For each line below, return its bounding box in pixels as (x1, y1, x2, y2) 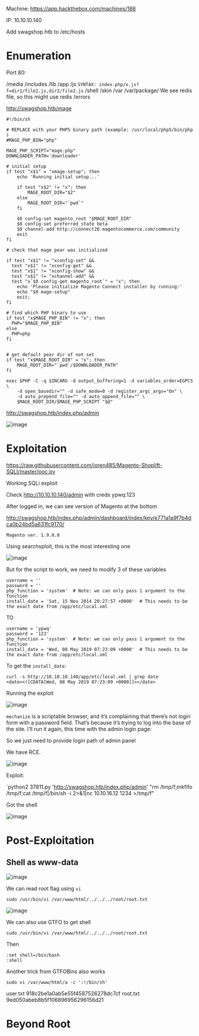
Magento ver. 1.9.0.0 (6, 532, 60, 538)
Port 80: (6, 69, 26, 76)
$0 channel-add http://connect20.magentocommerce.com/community (17, 226, 180, 232)
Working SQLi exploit (6, 479, 58, 487)
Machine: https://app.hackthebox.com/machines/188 (6, 5, 136, 12)
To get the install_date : (6, 662, 67, 669)
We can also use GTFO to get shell (6, 918, 91, 925)
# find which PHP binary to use (6, 310, 86, 316)
